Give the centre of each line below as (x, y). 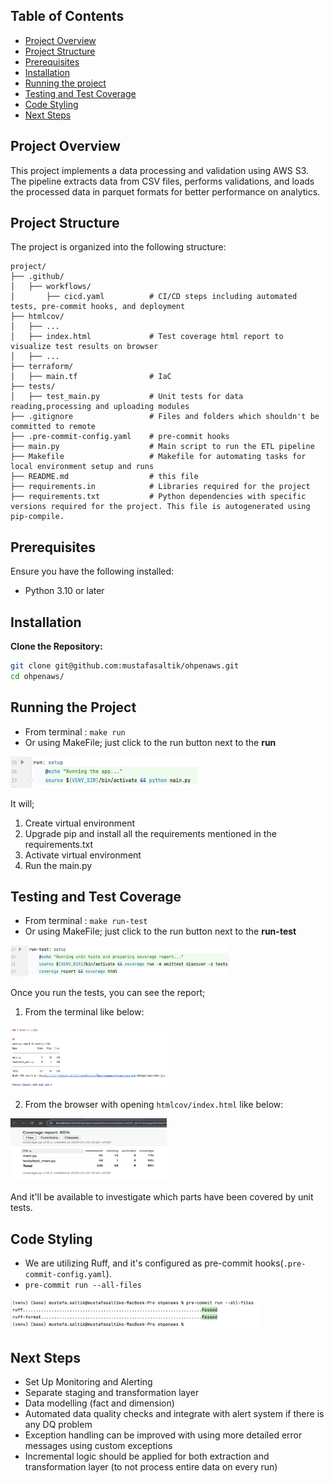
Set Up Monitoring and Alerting (88, 1382)
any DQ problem (58, 1425)
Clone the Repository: (56, 646)
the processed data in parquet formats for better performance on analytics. (165, 191)
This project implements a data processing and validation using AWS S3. (160, 170)
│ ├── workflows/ (51, 287)
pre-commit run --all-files (83, 1285)
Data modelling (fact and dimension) (99, 1403)
